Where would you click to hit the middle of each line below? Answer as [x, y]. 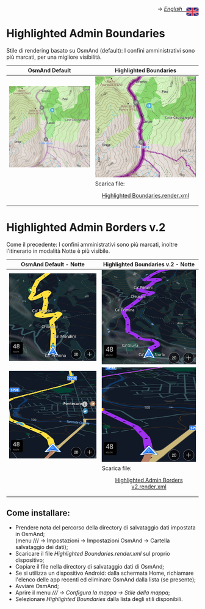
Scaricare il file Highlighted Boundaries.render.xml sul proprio [92, 554]
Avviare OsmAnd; [37, 586]
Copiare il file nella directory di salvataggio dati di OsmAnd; [90, 567]
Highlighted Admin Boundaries [86, 34]
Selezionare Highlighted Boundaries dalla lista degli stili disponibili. [99, 599]
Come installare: [38, 513]
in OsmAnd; [30, 534]
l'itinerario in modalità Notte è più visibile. [58, 251]
